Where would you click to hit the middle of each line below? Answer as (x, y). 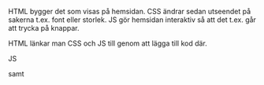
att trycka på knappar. (44, 28)
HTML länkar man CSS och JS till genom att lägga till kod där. (108, 43)
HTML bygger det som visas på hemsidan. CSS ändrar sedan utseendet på (130, 11)
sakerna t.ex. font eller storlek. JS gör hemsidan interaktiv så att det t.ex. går (132, 20)
